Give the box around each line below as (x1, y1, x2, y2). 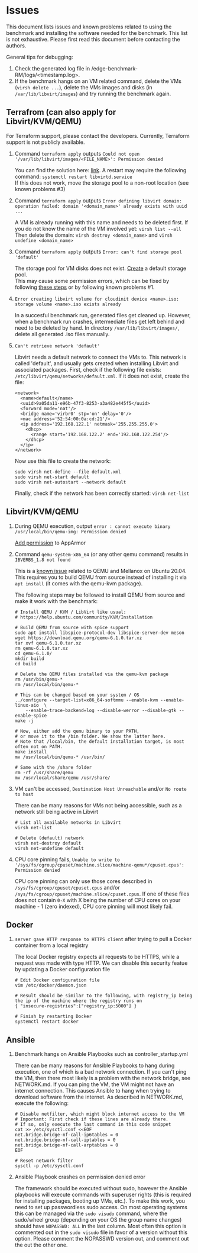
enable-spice (14, 713, 47, 719)
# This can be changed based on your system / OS (14, 692, 140, 698)
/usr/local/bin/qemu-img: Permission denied (14, 529, 126, 534)
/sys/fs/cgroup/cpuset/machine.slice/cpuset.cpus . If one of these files (14, 890, 190, 897)
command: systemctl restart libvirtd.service (14, 173, 132, 180)
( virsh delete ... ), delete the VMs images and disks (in (14, 83, 152, 91)
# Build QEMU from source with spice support (14, 624, 129, 630)
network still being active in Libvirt (14, 808, 99, 815)
